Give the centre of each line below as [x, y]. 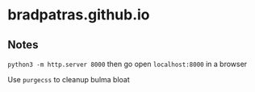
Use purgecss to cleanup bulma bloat [69, 79]
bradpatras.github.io [79, 15]
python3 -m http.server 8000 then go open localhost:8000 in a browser [127, 64]
